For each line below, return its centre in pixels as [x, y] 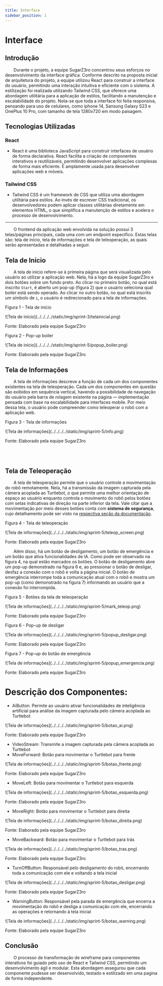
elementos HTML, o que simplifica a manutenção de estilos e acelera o [83, 210]
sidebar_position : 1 [26, 15]
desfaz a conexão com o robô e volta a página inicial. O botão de [70, 572]
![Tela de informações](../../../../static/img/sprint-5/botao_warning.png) [75, 921]
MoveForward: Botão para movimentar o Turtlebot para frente [74, 754]
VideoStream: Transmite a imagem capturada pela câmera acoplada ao [83, 744]
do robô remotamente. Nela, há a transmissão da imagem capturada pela [78, 487]
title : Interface [23, 10]
